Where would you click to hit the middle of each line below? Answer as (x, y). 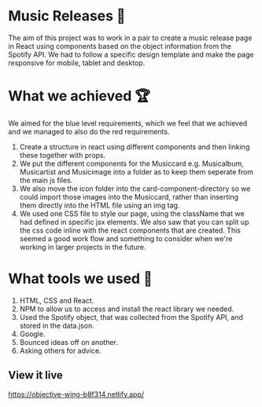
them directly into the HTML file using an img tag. (100, 205)
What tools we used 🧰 (81, 279)
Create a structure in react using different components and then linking (135, 147)
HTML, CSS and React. (57, 300)
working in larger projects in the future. (83, 247)
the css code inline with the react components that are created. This (130, 230)
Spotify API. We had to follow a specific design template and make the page (131, 54)
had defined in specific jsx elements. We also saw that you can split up (134, 222)
